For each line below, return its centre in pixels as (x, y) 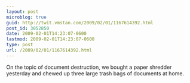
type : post (20, 45)
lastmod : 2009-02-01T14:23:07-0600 (50, 39)
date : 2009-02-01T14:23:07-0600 (46, 34)
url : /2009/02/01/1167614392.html (49, 50)
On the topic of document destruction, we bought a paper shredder (89, 67)
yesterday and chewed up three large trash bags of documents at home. (95, 73)
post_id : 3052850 (28, 28)
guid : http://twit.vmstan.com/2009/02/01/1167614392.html (80, 23)
